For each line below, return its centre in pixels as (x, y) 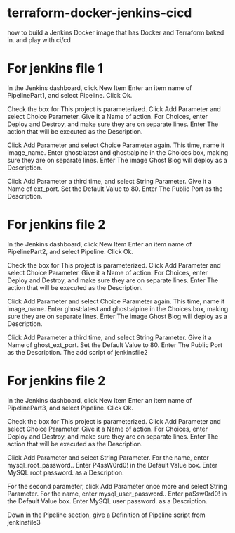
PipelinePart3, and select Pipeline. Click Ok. (70, 408)
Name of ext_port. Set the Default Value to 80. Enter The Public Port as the (115, 189)
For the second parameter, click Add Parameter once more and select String (117, 486)
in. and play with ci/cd (39, 39)
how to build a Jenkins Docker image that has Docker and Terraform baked (116, 32)
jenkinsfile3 (24, 522)
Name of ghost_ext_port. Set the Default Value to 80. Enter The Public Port (115, 345)
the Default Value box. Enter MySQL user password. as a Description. (108, 501)
